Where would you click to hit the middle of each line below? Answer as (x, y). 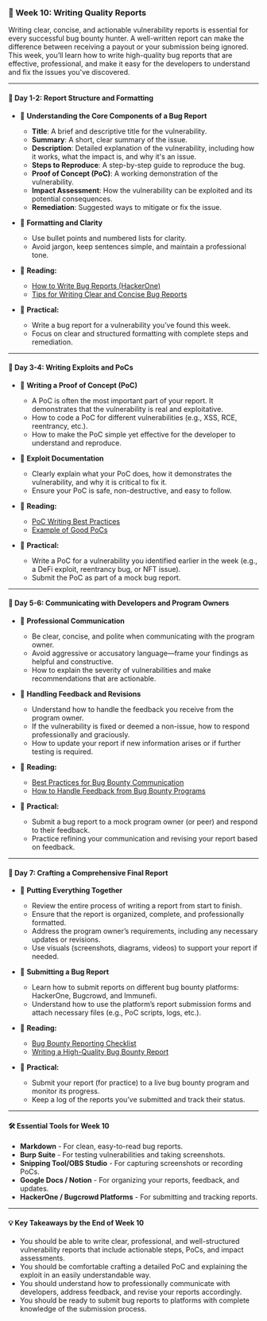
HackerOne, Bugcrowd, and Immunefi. (94, 996)
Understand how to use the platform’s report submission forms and (141, 1004)
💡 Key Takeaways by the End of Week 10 (76, 1222)
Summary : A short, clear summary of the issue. (110, 139)
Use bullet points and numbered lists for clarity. (109, 238)
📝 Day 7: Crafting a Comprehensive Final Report (88, 872)
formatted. (49, 923)
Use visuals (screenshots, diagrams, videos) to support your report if (145, 948)
